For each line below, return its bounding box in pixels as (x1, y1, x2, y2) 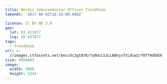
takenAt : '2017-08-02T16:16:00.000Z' (5, 12, 83, 17)
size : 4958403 (5, 57, 35, 62)
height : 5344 (9, 71, 37, 77)
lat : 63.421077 (9, 30, 41, 35)
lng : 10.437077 (9, 35, 41, 40)
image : (5, 62, 19, 67)
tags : (5, 39, 16, 44)
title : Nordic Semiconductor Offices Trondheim (5, 7, 106, 12)
